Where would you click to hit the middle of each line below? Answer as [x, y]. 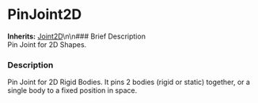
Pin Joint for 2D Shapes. [47, 44]
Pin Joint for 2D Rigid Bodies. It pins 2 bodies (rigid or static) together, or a [129, 82]
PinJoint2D [45, 15]
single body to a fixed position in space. [72, 90]
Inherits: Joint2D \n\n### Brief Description [76, 36]
